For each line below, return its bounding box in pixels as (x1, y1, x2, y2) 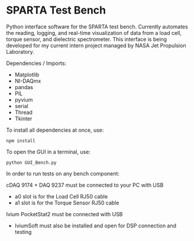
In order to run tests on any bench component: (6, 170, 120, 177)
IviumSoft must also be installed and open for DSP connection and (14, 222, 176, 229)
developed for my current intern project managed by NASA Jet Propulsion (6, 42, 186, 49)
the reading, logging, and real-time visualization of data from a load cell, (6, 29, 182, 36)
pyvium (14, 96, 33, 103)
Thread (14, 109, 33, 116)
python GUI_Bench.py (6, 159, 57, 165)
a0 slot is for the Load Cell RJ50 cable (14, 193, 108, 200)
